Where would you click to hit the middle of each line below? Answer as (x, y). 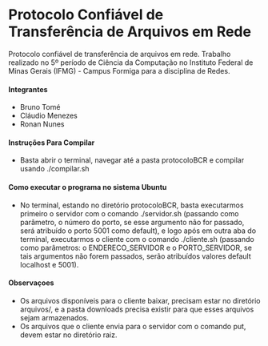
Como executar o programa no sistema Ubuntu (88, 187)
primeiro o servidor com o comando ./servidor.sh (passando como (129, 213)
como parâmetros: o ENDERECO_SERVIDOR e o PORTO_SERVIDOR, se (136, 247)
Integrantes (28, 89)
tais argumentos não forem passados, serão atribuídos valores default (135, 256)
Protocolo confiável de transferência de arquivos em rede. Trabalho (120, 54)
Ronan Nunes (42, 124)
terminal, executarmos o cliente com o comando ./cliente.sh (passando (137, 239)
